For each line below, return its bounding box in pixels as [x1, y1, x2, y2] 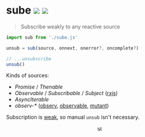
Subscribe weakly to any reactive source [20, 23, 120, 30]
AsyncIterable [14, 96, 49, 103]
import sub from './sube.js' [6, 34, 78, 40]
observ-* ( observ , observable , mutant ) [14, 102, 109, 109]
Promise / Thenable [14, 83, 63, 90]
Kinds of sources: [6, 72, 49, 79]
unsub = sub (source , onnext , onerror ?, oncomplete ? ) [6, 45, 139, 51]
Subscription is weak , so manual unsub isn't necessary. [6, 113, 140, 121]
